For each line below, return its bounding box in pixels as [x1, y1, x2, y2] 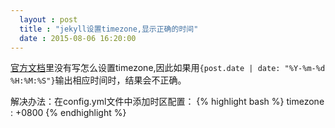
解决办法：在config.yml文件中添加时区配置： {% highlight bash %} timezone [10, 96, 325, 108]
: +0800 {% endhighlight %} [10, 107, 127, 119]
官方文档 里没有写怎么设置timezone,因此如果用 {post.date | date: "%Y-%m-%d [10, 62, 326, 74]
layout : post [19, 14, 78, 25]
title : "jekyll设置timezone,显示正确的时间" [19, 24, 199, 34]
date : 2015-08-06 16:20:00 [19, 33, 137, 43]
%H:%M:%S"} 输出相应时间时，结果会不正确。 [10, 74, 187, 86]
